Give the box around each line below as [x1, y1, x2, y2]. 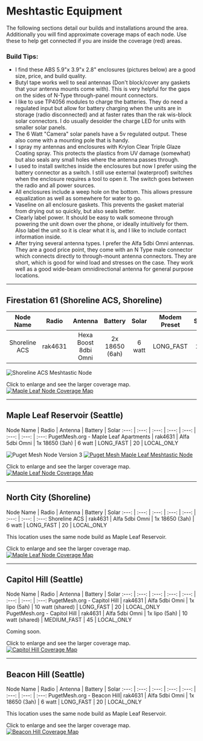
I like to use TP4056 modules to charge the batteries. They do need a [14, 98, 188, 105]
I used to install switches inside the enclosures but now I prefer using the [14, 162, 197, 170]
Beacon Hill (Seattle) [6, 669, 85, 679]
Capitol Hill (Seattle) [6, 575, 83, 585]
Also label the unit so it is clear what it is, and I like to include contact [14, 227, 187, 234]
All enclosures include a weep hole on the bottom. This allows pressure [14, 188, 193, 196]
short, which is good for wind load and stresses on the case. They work [14, 259, 194, 266]
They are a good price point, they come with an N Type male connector [14, 246, 193, 254]
